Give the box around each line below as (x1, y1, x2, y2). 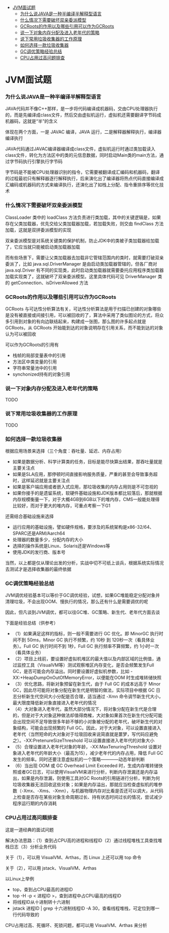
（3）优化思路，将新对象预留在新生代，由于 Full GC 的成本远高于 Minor (12, 681, 161, 687)
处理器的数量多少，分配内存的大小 (12, 536, 83, 542)
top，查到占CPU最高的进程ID (12, 886, 73, 892)
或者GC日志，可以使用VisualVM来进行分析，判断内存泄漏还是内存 (17, 769, 153, 775)
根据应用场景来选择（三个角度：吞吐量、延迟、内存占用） (5, 448, 124, 454)
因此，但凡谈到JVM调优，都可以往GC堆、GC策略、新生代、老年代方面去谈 (5, 609, 160, 615)
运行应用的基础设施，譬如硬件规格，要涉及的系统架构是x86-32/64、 (12, 524, 154, 530)
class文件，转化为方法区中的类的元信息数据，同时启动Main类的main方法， (5, 152, 159, 158)
